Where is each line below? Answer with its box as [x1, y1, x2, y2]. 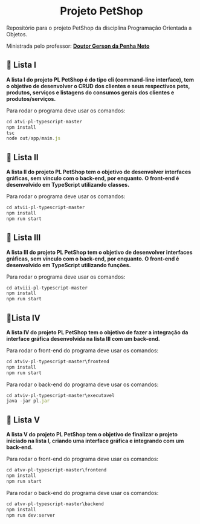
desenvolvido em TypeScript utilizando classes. [6, 181, 130, 189]
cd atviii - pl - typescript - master [6, 285, 88, 291]
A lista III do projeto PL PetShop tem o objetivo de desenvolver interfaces [6, 248, 193, 256]
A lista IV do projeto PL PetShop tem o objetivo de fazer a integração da [6, 328, 189, 336]
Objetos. [6, 30, 28, 37]
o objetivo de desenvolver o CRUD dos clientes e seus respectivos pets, [6, 82, 190, 89]
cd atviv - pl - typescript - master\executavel [6, 392, 115, 398]
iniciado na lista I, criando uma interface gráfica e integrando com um [6, 437, 184, 445]
